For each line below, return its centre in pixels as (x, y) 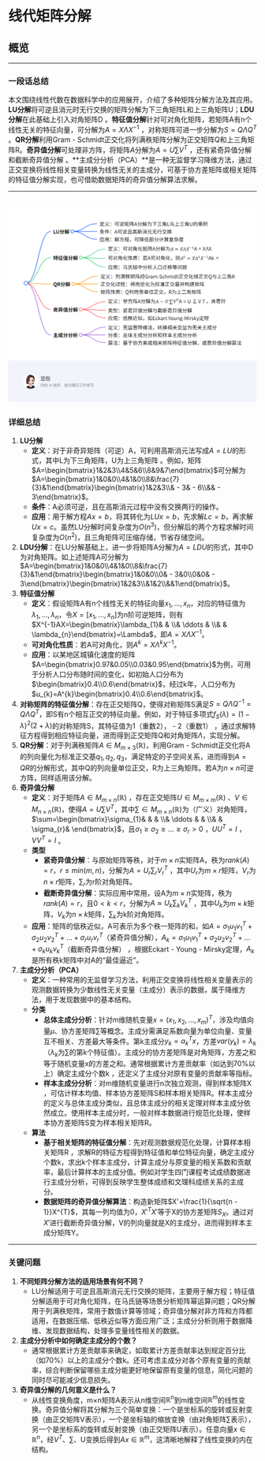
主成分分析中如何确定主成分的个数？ (78, 1340)
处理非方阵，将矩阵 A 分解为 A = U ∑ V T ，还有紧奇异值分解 (160, 149)
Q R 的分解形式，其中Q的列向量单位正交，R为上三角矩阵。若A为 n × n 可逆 (136, 768)
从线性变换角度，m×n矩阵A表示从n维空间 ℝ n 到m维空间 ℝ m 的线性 (135, 1399)
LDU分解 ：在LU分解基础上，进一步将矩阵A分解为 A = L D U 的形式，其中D (136, 547)
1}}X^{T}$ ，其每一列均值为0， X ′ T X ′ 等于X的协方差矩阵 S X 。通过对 (148, 1212)
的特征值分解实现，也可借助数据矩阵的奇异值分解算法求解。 (105, 179)
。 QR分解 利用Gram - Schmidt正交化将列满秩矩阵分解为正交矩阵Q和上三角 (128, 140)
